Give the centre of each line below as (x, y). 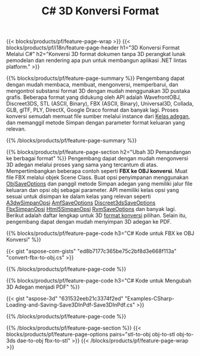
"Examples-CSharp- (150, 299)
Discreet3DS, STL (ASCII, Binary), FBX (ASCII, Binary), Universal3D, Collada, (100, 104)
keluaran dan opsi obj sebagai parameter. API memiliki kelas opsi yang (93, 190)
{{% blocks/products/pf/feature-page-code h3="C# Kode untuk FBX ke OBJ (100, 233)
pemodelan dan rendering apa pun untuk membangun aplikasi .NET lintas (96, 60)
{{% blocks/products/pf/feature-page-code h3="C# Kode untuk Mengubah (99, 281)
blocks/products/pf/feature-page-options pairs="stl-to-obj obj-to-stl (90, 335)
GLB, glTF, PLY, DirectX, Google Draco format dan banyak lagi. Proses (93, 110)
